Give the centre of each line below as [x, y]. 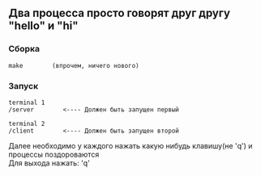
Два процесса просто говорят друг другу [120, 13]
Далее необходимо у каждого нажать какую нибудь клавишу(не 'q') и [130, 145]
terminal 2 [27, 124]
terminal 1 [27, 103]
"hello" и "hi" [43, 26]
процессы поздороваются [54, 154]
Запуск [24, 86]
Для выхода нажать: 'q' [49, 163]
